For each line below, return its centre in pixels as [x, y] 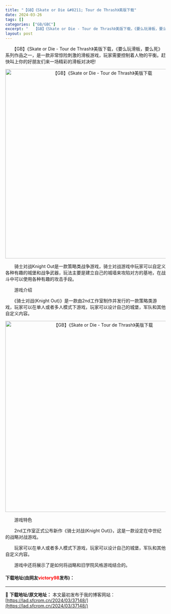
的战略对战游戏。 [23, 537]
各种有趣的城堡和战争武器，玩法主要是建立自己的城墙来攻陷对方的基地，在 [83, 273]
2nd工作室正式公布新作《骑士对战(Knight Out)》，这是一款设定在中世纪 [88, 531]
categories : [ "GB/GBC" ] [31, 24]
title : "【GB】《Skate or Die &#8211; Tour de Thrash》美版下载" [71, 10]
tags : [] [15, 19]
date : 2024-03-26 [24, 15]
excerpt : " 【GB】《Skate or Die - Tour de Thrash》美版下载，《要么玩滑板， [82, 29]
